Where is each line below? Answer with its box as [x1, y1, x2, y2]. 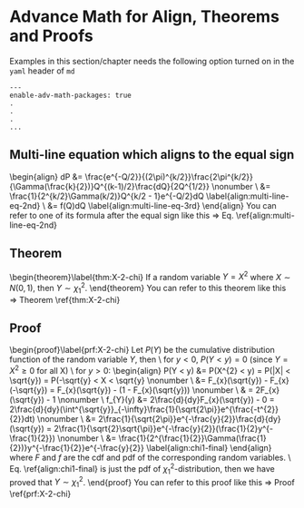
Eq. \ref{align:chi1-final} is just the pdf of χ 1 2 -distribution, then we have [9, 462, 275, 476]
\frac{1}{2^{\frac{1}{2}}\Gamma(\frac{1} [118, 433, 267, 444]
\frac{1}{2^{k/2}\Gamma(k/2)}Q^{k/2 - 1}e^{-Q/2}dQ [9, 190, 204, 201]
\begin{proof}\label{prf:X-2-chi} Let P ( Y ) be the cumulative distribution [9, 345, 275, 356]
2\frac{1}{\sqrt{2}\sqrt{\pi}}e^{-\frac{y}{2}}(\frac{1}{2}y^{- [54, 424, 274, 435]
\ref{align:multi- [235, 210, 295, 220]
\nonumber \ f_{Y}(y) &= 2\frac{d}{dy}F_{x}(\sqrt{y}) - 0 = [57, 395, 275, 405]
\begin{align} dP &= [9, 171, 83, 182]
